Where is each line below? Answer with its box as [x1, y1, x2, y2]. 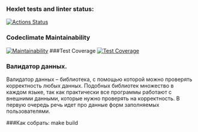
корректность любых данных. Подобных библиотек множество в [6, 82, 174, 89]
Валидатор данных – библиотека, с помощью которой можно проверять [6, 76, 193, 83]
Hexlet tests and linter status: [6, 5, 94, 13]
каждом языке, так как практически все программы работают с [6, 88, 172, 95]
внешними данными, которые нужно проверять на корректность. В [6, 95, 180, 102]
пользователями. [6, 107, 50, 115]
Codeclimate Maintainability [6, 34, 91, 42]
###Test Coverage [49, 47, 96, 54]
